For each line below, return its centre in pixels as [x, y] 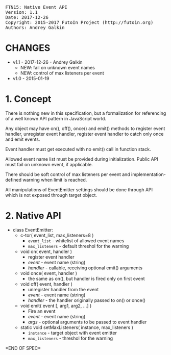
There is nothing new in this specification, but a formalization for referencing [86, 113]
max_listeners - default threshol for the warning [78, 246]
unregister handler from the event [63, 289]
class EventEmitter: [33, 230]
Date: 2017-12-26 [27, 17]
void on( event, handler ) [46, 251]
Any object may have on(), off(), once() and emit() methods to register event [85, 128]
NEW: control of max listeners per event [62, 73]
